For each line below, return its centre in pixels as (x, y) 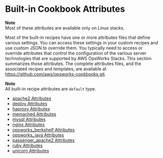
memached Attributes (34, 114)
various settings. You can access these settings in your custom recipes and (82, 42)
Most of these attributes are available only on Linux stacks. (65, 28)
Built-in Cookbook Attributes (65, 9)
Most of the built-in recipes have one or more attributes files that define (78, 37)
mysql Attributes (29, 119)
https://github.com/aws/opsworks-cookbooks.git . (56, 74)
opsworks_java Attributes (38, 135)
